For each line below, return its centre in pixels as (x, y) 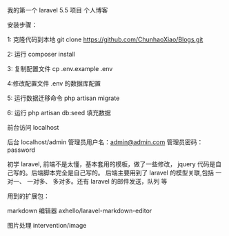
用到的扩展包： (28, 196)
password (21, 150)
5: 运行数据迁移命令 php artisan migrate (63, 98)
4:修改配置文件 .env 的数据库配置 (54, 83)
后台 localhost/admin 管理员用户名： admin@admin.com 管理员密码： (105, 142)
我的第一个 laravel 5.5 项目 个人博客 (58, 10)
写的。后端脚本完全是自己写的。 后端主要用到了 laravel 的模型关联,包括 (113, 173)
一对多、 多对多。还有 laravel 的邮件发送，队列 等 (97, 181)
